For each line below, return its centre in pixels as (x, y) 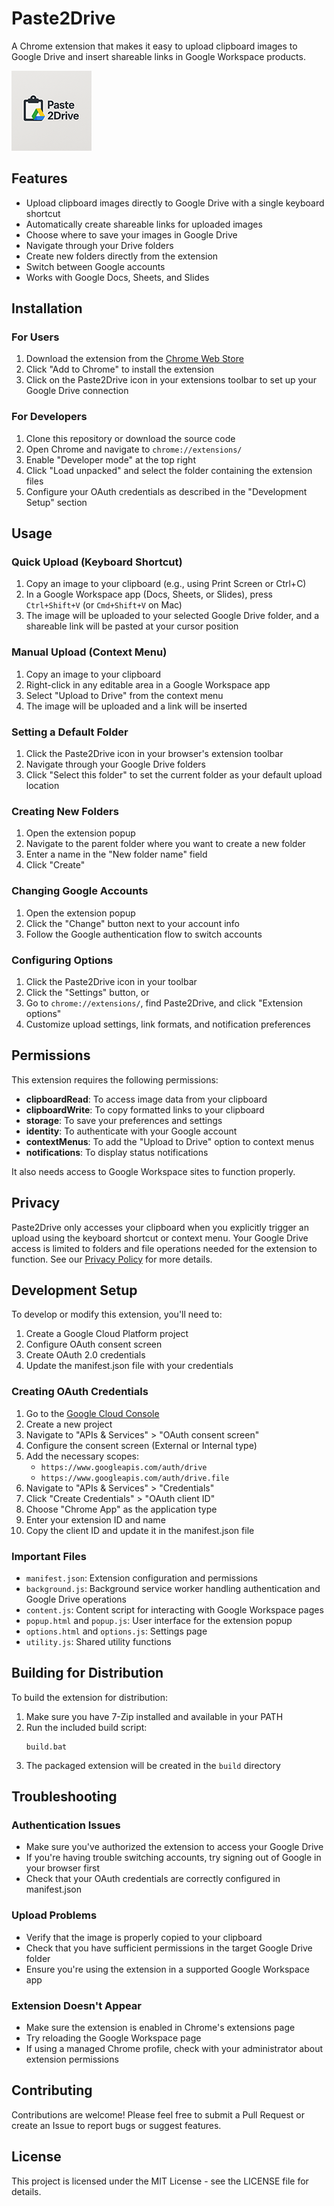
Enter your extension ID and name (95, 1519)
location (42, 786)
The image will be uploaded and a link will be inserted (136, 706)
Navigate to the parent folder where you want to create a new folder (165, 844)
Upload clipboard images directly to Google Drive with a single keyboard (175, 203)
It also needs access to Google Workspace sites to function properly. (153, 1171)
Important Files (49, 1556)
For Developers (49, 417)
